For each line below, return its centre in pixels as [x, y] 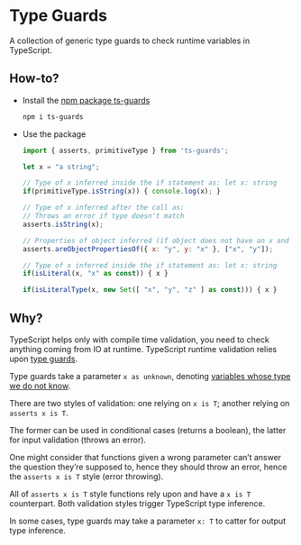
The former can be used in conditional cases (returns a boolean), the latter [148, 430]
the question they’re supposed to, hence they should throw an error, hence [148, 467]
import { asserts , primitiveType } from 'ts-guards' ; [125, 150]
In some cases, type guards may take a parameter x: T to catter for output [148, 521]
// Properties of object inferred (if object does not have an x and [156, 241]
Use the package [54, 134]
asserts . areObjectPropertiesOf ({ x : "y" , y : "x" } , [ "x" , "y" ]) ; [147, 249]
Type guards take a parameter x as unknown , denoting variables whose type [150, 376]
